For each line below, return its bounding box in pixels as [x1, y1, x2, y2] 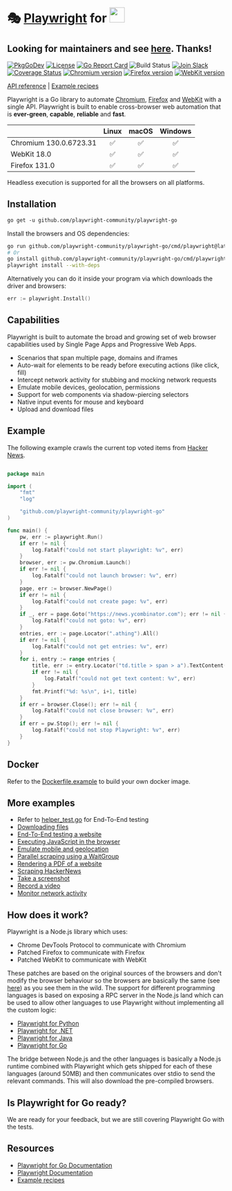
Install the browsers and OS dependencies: [7, 229, 130, 238]
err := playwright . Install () [7, 295, 91, 303]
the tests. [7, 1122, 34, 1131]
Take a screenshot [17, 875, 70, 883]
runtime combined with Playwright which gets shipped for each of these [7, 1062, 213, 1071]
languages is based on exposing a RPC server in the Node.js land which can [7, 991, 224, 1000]
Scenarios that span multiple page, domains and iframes [17, 353, 178, 361]
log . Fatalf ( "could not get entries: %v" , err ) [32, 643, 168, 650]
